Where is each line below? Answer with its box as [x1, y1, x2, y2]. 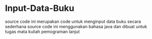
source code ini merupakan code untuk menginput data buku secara [5, 19, 141, 24]
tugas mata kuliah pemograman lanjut [5, 29, 80, 34]
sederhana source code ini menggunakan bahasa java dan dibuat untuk [5, 23, 147, 29]
